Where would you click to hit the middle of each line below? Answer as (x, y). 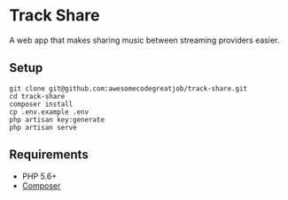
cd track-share (37, 96)
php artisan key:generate (57, 120)
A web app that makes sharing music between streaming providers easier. (144, 40)
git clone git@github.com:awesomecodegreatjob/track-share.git (128, 88)
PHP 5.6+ (39, 176)
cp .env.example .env (49, 112)
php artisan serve (43, 127)
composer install (41, 104)
